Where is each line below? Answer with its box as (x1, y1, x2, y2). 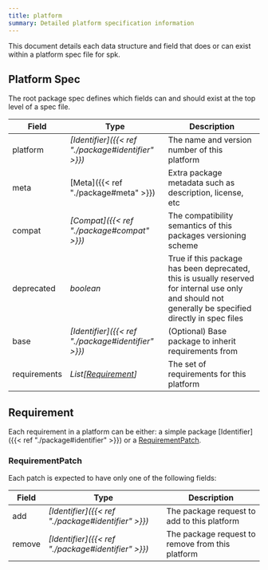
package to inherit (167, 336, 237, 347)
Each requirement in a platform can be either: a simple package (8, 427, 217, 437)
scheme (167, 240, 199, 251)
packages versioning (167, 230, 246, 242)
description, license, (167, 187, 244, 199)
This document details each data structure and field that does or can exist (8, 41, 251, 50)
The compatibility (167, 210, 234, 222)
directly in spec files (167, 313, 243, 324)
